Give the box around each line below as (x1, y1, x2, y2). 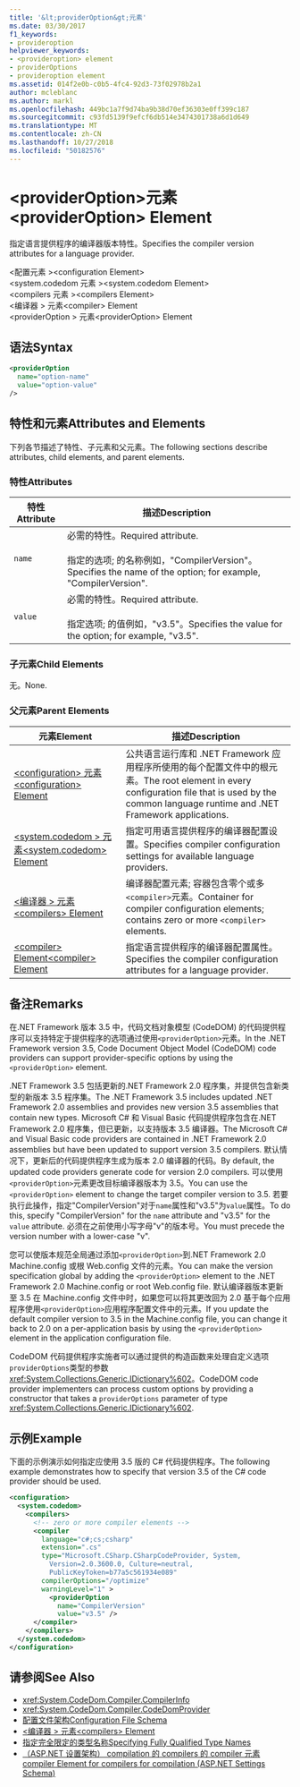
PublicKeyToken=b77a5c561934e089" (48, 1568, 178, 1578)
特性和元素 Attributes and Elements (9, 416, 206, 431)
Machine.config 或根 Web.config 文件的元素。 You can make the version (9, 1261, 274, 1272)
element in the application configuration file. (9, 1332, 171, 1343)
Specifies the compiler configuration (125, 952, 279, 965)
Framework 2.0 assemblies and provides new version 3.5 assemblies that (9, 1102, 279, 1112)
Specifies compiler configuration (143, 838, 281, 850)
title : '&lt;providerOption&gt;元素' (9, 13, 147, 22)
